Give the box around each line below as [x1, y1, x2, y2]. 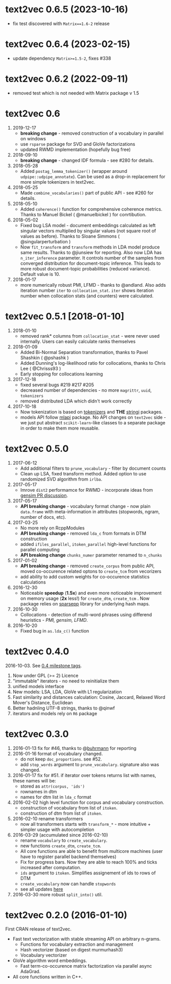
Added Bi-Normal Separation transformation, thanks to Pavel [20, 349, 148, 355]
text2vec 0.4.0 [5, 645, 69, 657]
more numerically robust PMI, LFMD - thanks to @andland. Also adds [20, 282, 166, 288]
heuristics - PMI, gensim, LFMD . [20, 617, 88, 623]
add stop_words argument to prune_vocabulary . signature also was [20, 761, 159, 767]
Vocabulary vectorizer [20, 952, 67, 958]
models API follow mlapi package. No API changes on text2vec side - [20, 414, 166, 420]
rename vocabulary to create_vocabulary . [20, 837, 108, 843]
